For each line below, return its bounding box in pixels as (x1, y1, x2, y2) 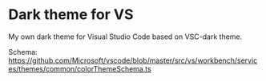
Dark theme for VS (8, 6, 134, 24)
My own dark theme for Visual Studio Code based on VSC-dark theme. (8, 32, 243, 41)
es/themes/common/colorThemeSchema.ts (8, 64, 152, 73)
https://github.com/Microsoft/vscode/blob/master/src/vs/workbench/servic (8, 56, 258, 65)
